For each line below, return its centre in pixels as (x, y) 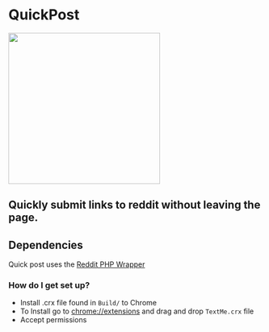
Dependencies (46, 245)
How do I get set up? (49, 285)
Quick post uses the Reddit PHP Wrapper (77, 264)
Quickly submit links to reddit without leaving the (134, 205)
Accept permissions (53, 320)
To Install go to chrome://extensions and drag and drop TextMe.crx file (137, 311)
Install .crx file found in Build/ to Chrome (88, 303)
